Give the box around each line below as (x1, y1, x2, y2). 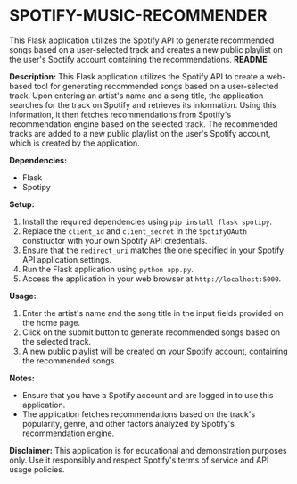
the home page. (21, 317, 81, 328)
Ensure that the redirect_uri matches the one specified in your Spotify (21, 245, 285, 255)
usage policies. (9, 463, 65, 474)
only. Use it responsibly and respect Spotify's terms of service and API (9, 455, 269, 465)
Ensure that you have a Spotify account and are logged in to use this (21, 389, 274, 400)
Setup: (9, 198, 35, 210)
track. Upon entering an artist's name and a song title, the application (9, 90, 264, 101)
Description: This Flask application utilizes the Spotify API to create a (9, 71, 265, 81)
